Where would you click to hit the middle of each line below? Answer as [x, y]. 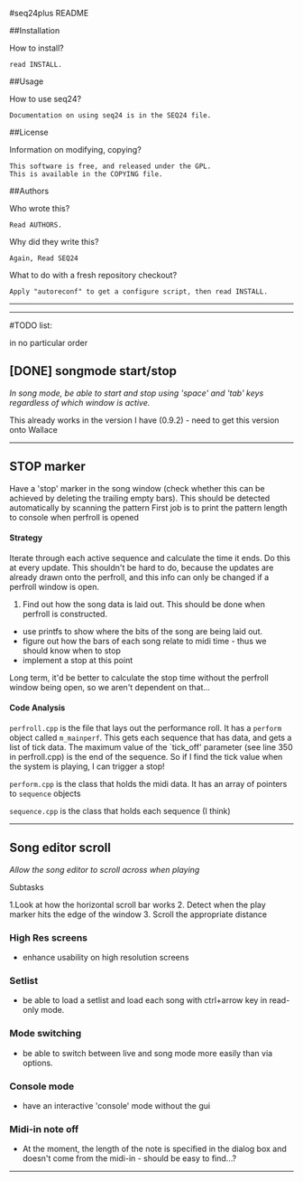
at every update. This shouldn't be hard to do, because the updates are [142, 567]
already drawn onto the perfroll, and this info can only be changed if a [139, 576]
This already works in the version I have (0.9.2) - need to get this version [144, 420]
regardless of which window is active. [80, 402]
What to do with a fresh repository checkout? [93, 275]
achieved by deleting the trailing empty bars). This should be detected [140, 498]
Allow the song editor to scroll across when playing [105, 869]
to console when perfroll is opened [74, 517]
